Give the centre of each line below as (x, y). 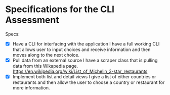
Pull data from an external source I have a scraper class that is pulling (85, 60)
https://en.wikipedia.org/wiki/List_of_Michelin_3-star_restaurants (80, 71)
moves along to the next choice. (46, 55)
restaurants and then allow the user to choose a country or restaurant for (89, 82)
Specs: (13, 34)
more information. (31, 88)
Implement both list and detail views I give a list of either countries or (84, 77)
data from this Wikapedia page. (45, 66)
